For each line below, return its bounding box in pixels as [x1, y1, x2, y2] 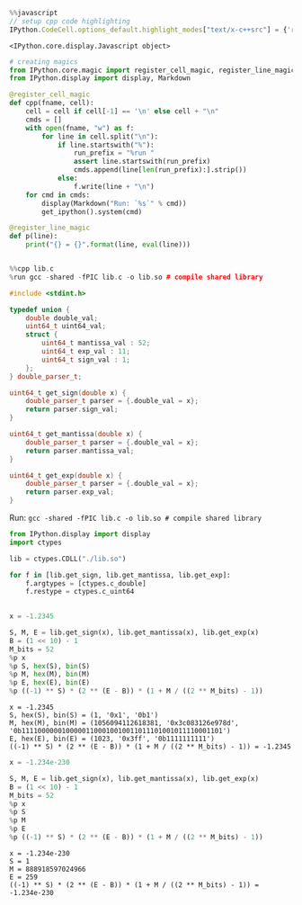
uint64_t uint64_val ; [25, 322, 106, 331]
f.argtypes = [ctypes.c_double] [25, 578, 147, 588]
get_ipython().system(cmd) [41, 207, 143, 216]
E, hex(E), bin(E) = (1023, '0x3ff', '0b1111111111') [9, 734, 216, 743]
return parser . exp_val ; [25, 488, 115, 497]
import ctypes [9, 538, 63, 547]
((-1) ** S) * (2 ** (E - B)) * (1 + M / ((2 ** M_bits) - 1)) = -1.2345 [9, 742, 292, 751]
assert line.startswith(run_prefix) [73, 157, 211, 166]
